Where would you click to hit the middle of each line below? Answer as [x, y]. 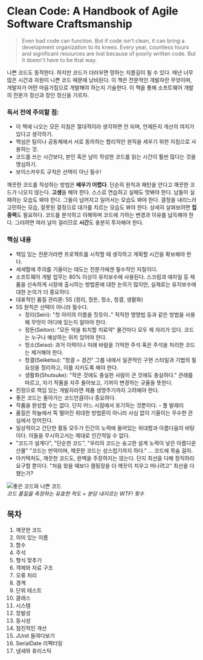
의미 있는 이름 [32, 538]
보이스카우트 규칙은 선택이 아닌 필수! [58, 172]
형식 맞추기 [29, 560]
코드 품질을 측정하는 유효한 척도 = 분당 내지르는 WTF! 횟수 [76, 493]
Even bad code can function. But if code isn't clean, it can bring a [103, 40]
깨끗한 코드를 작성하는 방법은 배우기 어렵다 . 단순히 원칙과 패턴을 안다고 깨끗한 [98, 185]
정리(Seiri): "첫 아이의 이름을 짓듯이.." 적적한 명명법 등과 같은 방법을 [104, 314]
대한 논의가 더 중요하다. [43, 292]
